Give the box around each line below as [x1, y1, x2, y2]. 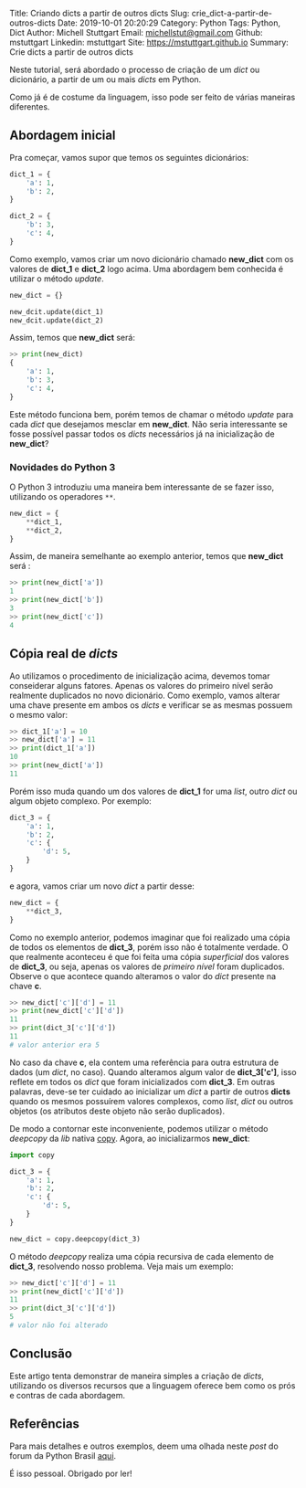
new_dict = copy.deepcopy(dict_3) [9, 1234, 142, 1243]
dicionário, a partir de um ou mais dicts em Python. [9, 74, 202, 85]
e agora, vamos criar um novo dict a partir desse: [9, 881, 195, 892]
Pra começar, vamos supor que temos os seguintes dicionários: [9, 152, 249, 163]
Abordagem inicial [9, 128, 116, 143]
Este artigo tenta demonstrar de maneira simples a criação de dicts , [9, 1370, 265, 1381]
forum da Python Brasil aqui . [9, 1450, 117, 1461]
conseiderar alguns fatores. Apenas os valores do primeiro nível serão [9, 680, 274, 691]
